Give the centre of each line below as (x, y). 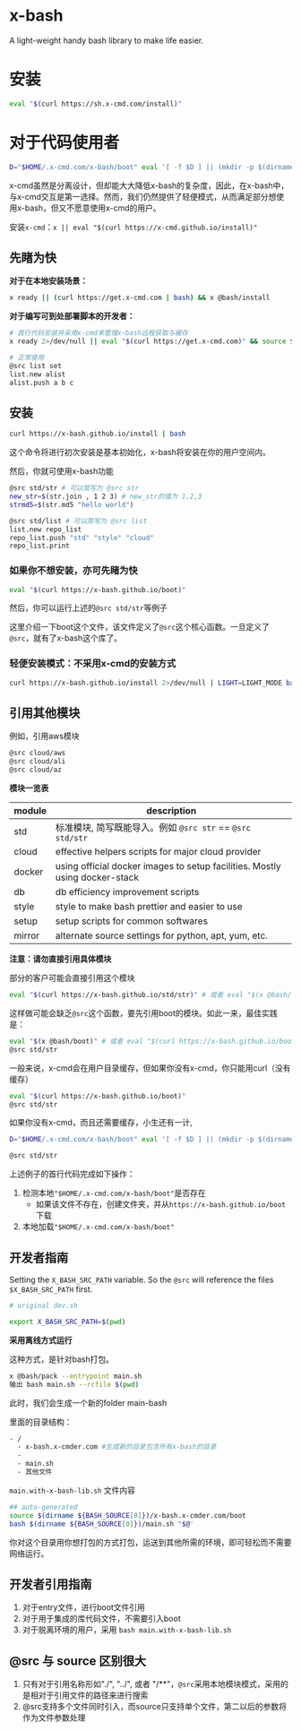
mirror (27, 935)
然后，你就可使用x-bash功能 (62, 471)
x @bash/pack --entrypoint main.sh (76, 1376)
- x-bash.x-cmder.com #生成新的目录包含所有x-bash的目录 (117, 1447)
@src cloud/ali (38, 762)
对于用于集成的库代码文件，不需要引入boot (101, 1619)
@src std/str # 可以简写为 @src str (74, 488)
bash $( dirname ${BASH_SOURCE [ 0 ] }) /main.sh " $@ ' (102, 1524)
